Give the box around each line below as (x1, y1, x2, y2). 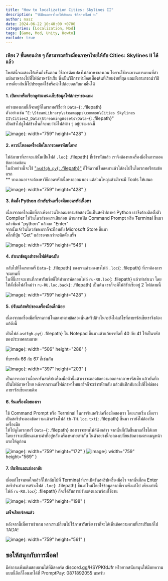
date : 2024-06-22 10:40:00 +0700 (6, 21, 76, 27)
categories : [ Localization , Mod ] (6, 26, 76, 31)
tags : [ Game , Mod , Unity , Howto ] (6, 31, 76, 36)
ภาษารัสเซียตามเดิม (6, 387, 37, 393)
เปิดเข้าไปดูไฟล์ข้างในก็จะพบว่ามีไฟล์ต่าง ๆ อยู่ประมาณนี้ (6, 121, 96, 127)
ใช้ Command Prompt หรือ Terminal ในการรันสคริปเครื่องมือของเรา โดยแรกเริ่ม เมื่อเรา (6, 410, 158, 416)
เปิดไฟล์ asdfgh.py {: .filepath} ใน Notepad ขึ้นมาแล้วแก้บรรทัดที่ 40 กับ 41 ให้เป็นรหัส (6, 331, 160, 337)
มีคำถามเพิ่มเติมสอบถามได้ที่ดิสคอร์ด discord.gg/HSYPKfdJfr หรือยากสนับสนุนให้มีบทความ (6, 564, 163, 570)
